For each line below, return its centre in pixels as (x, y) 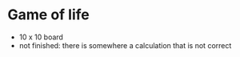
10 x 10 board (41, 37)
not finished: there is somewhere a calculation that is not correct (125, 45)
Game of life (48, 15)
